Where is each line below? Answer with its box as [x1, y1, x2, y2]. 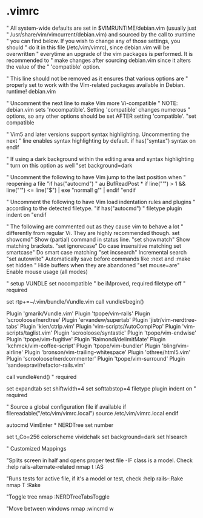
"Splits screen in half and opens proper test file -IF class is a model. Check [6, 457, 193, 464]
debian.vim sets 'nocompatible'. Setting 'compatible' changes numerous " [6, 106, 191, 113]
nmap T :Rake [6, 481, 41, 488]
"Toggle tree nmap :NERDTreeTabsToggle [6, 493, 110, 500]
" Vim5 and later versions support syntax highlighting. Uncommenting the [6, 131, 190, 138]
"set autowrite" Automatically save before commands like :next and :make [6, 255, 191, 262]
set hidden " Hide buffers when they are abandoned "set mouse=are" [6, 261, 180, 268]
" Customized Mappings [6, 445, 67, 452]
